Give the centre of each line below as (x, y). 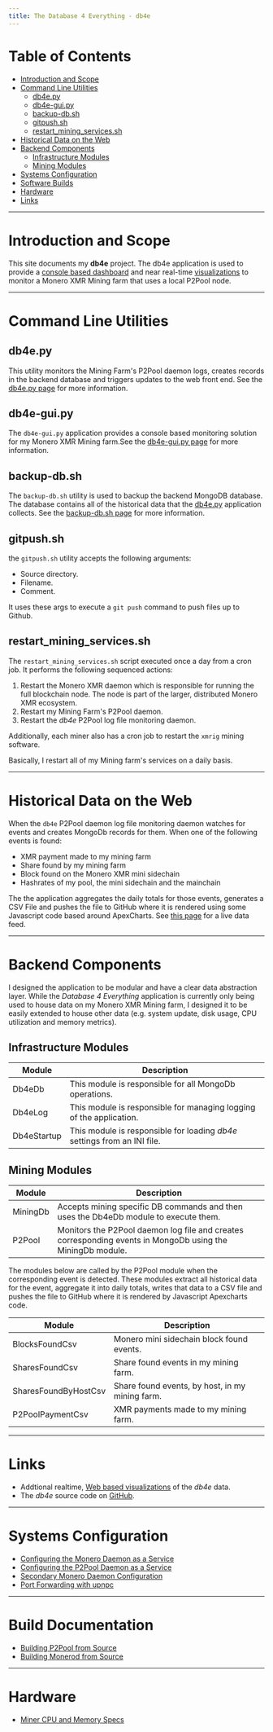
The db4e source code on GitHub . (78, 1496)
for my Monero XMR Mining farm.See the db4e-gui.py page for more (123, 442)
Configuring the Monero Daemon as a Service (97, 1559)
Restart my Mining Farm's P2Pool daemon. (92, 711)
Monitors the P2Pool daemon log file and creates (150, 1230)
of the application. (104, 1118)
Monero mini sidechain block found (181, 1339)
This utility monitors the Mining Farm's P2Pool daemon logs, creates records (136, 371)
